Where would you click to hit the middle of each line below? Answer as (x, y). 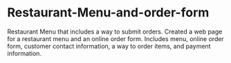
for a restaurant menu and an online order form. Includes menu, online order (116, 38)
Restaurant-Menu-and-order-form (108, 13)
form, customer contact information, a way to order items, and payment (109, 46)
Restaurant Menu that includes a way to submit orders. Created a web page (115, 32)
